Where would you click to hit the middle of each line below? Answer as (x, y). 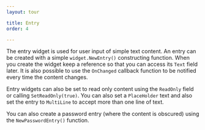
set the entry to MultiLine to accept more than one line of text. (85, 102)
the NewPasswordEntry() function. (48, 120)
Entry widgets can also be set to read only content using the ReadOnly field (100, 89)
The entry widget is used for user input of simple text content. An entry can (101, 51)
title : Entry (23, 23)
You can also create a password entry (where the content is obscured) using (103, 114)
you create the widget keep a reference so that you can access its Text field (102, 64)
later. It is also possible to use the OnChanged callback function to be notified (102, 71)
